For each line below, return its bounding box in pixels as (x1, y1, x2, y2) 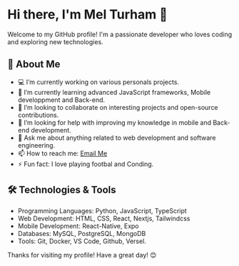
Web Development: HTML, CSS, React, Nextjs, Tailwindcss (17, 214, 190, 222)
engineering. (17, 140, 56, 149)
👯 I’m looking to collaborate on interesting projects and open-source (17, 103, 219, 111)
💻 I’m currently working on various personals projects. (17, 78, 180, 86)
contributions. (17, 111, 59, 119)
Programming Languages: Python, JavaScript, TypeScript (17, 206, 187, 215)
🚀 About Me (7, 58, 61, 71)
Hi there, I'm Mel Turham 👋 (7, 6, 168, 23)
